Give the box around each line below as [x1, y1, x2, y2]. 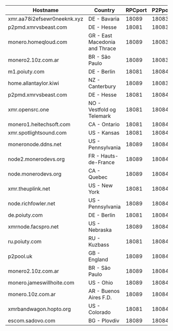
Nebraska [88, 227, 112, 233]
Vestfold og [88, 106, 116, 113]
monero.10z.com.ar [8, 291, 56, 298]
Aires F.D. [88, 294, 112, 301]
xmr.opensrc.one [8, 106, 49, 113]
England [88, 256, 108, 263]
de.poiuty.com [8, 212, 43, 218]
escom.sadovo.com [8, 317, 56, 324]
